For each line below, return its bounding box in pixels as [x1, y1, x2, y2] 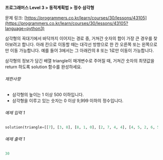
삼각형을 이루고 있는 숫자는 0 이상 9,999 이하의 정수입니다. [12, 98, 124, 103]
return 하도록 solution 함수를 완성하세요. [5, 64, 82, 70]
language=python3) [5, 26, 45, 31]
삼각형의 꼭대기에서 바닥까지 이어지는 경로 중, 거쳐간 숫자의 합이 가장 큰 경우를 [5, 36, 153, 41]
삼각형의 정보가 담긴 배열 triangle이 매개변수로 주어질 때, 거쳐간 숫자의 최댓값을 [5, 58, 155, 63]
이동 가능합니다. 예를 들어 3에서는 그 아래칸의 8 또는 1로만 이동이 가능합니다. [10, 48, 154, 53]
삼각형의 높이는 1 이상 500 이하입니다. [12, 92, 84, 98]
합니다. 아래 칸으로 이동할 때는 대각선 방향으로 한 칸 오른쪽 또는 [21, 42, 141, 47]
